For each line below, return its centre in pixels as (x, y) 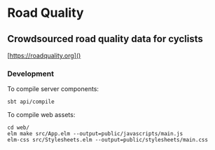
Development (31, 74)
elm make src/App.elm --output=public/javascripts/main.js (95, 134)
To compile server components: (53, 89)
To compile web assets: (41, 115)
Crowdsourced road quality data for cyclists (105, 39)
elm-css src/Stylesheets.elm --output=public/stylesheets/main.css (108, 140)
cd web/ (19, 128)
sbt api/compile (31, 102)
